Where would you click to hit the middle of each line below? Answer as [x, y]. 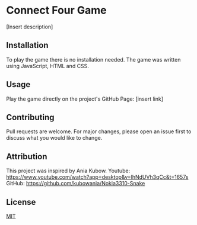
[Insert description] [30, 27]
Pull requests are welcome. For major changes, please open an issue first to [99, 131]
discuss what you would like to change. [54, 138]
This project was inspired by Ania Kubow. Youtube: [68, 171]
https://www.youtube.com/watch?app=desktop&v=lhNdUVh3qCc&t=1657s [97, 177]
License [21, 202]
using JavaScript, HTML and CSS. [47, 66]
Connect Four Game [56, 10]
